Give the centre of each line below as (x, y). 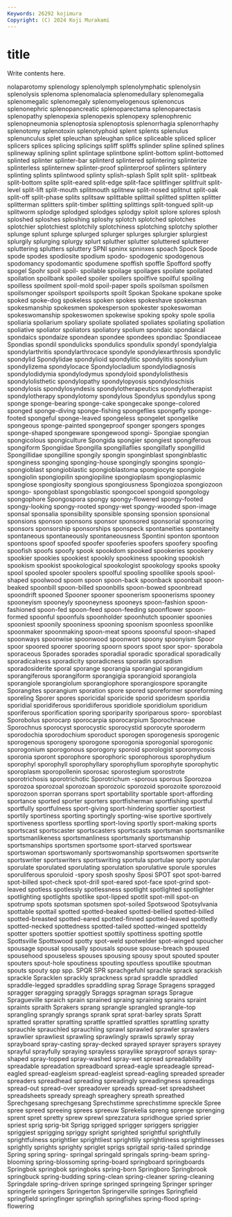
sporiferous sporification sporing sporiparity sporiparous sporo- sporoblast (115, 713)
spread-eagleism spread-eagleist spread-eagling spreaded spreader (126, 1074)
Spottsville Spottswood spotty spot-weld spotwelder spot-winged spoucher (115, 941)
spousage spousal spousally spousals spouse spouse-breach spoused (108, 948)
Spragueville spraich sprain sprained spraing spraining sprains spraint (107, 1000)
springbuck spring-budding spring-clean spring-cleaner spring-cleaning (111, 1177)
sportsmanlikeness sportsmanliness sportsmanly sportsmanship (99, 838)
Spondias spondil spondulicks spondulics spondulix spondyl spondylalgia (112, 344)
